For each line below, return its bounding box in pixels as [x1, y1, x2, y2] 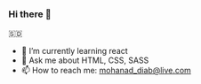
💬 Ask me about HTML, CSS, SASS [20, 55, 149, 65]
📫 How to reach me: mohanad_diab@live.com [20, 65, 192, 76]
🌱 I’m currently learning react [20, 46, 128, 57]
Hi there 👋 [8, 8, 52, 20]
